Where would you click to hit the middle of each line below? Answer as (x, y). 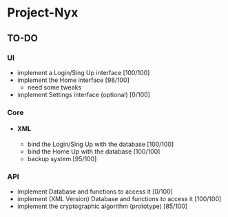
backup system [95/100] (62, 159)
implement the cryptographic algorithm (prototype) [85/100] (102, 206)
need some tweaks (54, 87)
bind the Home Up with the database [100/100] (94, 152)
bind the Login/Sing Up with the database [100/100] (101, 144)
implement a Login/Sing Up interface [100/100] (83, 72)
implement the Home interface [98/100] (73, 80)
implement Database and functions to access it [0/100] (95, 192)
